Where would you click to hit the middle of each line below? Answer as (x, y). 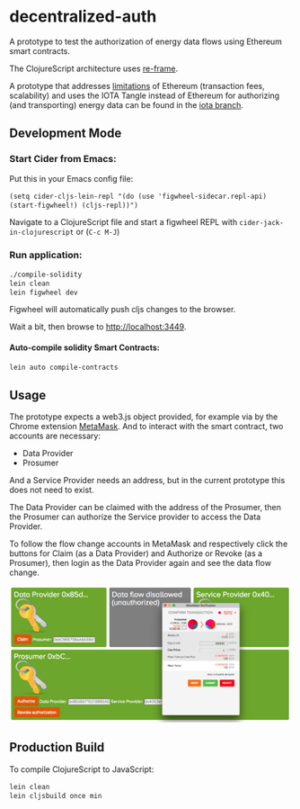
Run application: (46, 255)
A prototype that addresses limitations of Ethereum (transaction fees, (137, 85)
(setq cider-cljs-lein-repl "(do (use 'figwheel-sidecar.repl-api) (138, 196)
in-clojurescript (42, 232)
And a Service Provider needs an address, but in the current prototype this (147, 480)
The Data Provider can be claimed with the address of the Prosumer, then (145, 507)
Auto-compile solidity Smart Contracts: (84, 347)
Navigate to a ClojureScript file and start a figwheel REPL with (124, 221)
